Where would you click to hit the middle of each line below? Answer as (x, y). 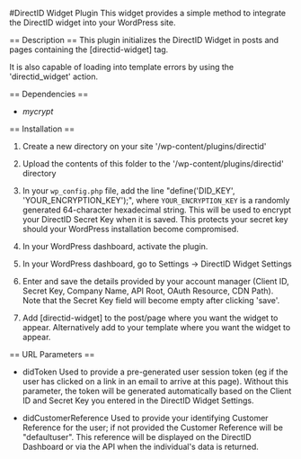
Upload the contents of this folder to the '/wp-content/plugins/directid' (153, 164)
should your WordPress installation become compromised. (131, 229)
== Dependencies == (49, 94)
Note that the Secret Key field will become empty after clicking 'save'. (151, 300)
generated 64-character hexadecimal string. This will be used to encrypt (157, 210)
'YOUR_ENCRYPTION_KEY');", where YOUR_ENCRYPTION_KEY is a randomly (156, 200)
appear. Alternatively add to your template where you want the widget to (156, 327)
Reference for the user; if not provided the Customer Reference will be (152, 427)
